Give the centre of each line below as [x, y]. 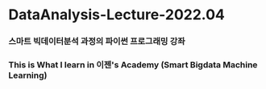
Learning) [28, 75]
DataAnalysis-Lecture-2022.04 [117, 15]
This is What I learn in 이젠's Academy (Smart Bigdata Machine [133, 65]
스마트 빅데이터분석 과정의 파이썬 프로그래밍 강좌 [97, 42]
